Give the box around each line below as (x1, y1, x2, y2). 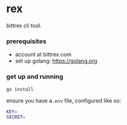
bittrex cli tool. (6, 22, 42, 29)
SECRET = (6, 114, 26, 120)
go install (6, 86, 34, 92)
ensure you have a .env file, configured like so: (6, 96, 122, 104)
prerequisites (6, 37, 47, 46)
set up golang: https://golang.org (15, 57, 98, 65)
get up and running (6, 72, 63, 81)
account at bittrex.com (15, 51, 71, 58)
